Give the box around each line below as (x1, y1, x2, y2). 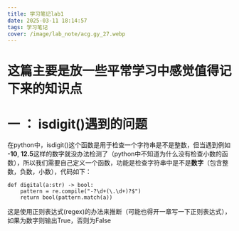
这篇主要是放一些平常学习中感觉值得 (7, 63, 220, 79)
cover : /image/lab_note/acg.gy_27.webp (7, 30, 126, 38)
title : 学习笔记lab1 (7, 10, 64, 18)
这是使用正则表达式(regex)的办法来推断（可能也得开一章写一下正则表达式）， (7, 208, 231, 216)
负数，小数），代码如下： (19, 168, 92, 176)
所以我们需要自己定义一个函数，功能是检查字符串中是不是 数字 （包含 (22, 159, 223, 167)
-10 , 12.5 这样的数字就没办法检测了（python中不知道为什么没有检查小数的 (7, 150, 223, 159)
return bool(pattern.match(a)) (20, 194, 113, 201)
